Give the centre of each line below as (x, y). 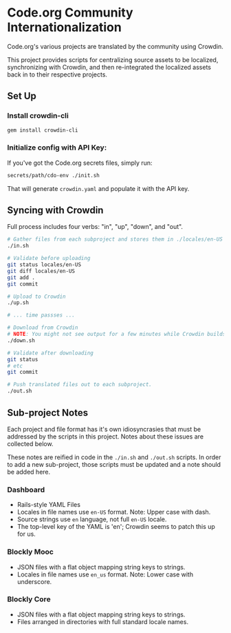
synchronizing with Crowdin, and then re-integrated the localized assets (109, 67)
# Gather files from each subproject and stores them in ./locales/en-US (115, 239)
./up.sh (18, 303)
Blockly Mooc (30, 552)
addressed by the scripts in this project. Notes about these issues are (106, 436)
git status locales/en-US (44, 265)
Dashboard (26, 490)
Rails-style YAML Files (49, 505)
